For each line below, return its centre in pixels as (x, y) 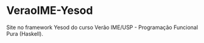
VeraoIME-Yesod (50, 11)
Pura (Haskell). (25, 33)
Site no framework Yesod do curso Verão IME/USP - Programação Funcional (102, 27)
